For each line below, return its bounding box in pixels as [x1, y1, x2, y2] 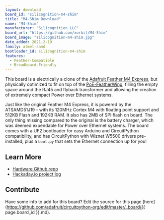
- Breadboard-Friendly [9, 62, 57, 67]
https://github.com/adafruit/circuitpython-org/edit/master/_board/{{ [6, 204, 146, 210]
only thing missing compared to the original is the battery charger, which [5, 117, 154, 123]
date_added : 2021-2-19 [5, 40, 52, 45]
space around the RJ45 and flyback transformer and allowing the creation [5, 87, 157, 93]
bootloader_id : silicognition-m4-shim [5, 49, 85, 54]
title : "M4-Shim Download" [5, 16, 61, 21]
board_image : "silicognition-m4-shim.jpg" [5, 35, 94, 40]
